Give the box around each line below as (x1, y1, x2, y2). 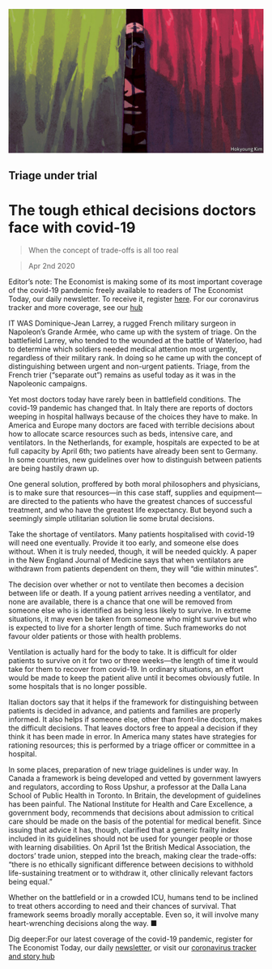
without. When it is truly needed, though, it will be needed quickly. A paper (8, 546, 257, 556)
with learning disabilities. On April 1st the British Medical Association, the (8, 842, 251, 852)
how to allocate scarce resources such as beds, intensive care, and (8, 429, 233, 438)
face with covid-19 (8, 218, 136, 237)
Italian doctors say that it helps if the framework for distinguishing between (8, 697, 259, 707)
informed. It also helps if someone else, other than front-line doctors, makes (8, 714, 262, 724)
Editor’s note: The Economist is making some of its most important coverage (8, 277, 263, 286)
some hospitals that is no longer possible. (8, 681, 147, 691)
